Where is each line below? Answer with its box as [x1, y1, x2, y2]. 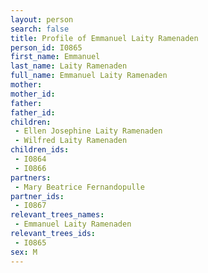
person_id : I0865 [10, 42, 83, 53]
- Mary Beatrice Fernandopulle [14, 182, 145, 192]
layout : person [10, 14, 74, 25]
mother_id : [10, 89, 56, 99]
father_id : [10, 107, 56, 118]
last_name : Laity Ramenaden [10, 61, 128, 71]
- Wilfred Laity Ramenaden [14, 136, 128, 146]
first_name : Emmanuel [10, 52, 101, 62]
